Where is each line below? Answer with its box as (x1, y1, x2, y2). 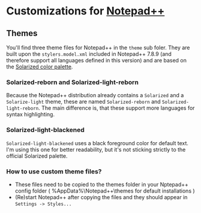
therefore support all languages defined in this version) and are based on (6, 57, 187, 64)
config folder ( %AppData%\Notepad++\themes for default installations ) (14, 187, 195, 194)
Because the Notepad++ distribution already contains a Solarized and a (6, 92, 184, 99)
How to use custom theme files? (6, 167, 102, 175)
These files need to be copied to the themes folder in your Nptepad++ (14, 181, 189, 188)
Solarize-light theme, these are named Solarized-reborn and (6, 98, 161, 106)
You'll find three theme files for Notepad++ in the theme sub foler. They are (6, 44, 190, 51)
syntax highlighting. (6, 111, 55, 118)
